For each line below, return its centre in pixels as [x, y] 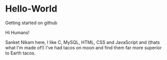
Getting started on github [31, 23]
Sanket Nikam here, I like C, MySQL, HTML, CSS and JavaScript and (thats [82, 42]
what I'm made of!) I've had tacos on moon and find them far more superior [84, 47]
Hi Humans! [17, 32]
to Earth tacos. [20, 53]
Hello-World [31, 9]
